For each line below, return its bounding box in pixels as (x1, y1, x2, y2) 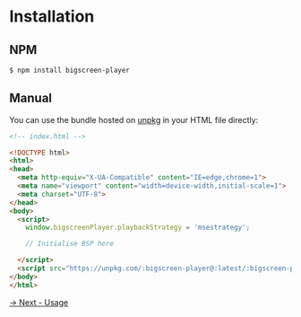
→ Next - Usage (9, 296, 69, 307)
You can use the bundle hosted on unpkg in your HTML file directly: (9, 114, 259, 125)
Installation (9, 6, 95, 27)
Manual (9, 91, 52, 106)
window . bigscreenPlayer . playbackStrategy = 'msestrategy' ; (25, 223, 251, 233)
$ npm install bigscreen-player (9, 66, 130, 75)
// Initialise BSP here (25, 240, 115, 249)
